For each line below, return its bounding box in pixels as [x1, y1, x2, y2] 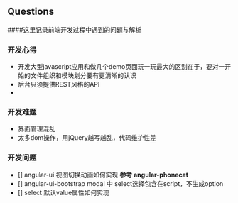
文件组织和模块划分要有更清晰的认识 [30, 71, 136, 80]
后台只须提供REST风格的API [17, 80, 100, 89]
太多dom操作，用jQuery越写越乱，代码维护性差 [17, 133, 156, 142]
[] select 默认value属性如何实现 [17, 188, 110, 197]
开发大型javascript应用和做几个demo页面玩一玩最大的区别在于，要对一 [17, 62, 225, 71]
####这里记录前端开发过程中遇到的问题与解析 [7, 25, 142, 34]
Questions [7, 6, 55, 18]
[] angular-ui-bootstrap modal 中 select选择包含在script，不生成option [17, 179, 224, 187]
